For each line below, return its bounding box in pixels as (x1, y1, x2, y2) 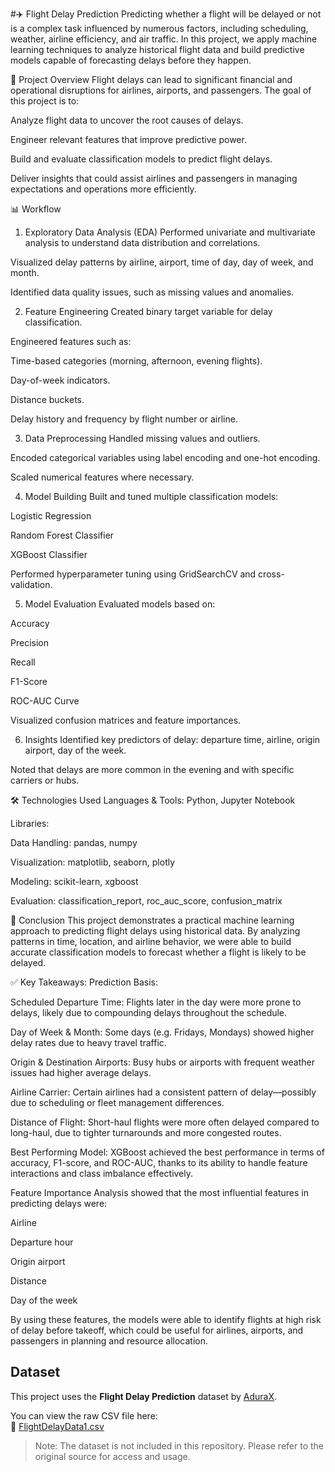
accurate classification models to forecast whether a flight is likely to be (10, 946, 307, 958)
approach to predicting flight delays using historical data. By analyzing (10, 925, 301, 937)
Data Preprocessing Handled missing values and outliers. (24, 433, 261, 444)
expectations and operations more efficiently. (10, 183, 197, 195)
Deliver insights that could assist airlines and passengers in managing (10, 173, 298, 184)
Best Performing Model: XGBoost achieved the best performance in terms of (10, 1146, 325, 1158)
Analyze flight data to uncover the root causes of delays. (10, 114, 244, 126)
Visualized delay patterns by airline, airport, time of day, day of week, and (10, 256, 314, 268)
